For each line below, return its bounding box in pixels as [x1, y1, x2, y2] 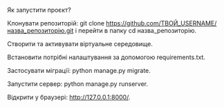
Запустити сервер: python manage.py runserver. [7, 80, 149, 88]
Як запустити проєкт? [7, 6, 71, 14]
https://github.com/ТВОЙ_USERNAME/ [106, 19, 217, 27]
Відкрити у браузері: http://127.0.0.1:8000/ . [7, 93, 131, 101]
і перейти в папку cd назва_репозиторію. [75, 27, 197, 34]
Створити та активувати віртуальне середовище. [7, 40, 153, 47]
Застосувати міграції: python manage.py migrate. [7, 67, 151, 74]
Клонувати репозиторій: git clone [7, 19, 105, 27]
